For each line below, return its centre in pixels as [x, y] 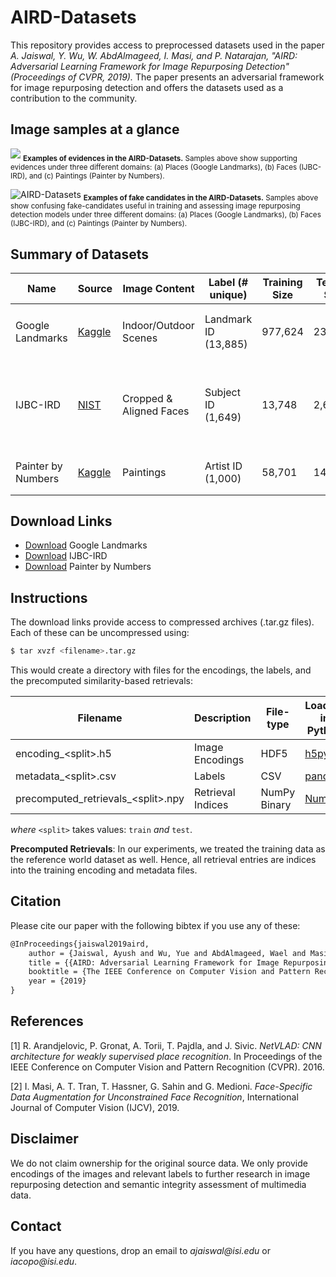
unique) [228, 295]
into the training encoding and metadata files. [104, 870]
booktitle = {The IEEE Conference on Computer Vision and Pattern [169, 972]
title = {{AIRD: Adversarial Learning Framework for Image [154, 962]
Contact [36, 1226]
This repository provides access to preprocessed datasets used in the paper [167, 45]
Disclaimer [44, 1139]
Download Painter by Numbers [88, 567]
